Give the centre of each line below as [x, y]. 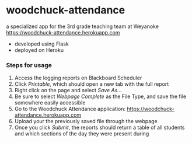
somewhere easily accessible [50, 103]
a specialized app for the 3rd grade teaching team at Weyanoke [83, 26]
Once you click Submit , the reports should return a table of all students [100, 128]
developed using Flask [41, 44]
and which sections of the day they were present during [82, 134]
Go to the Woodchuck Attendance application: [70, 109]
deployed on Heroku [39, 50]
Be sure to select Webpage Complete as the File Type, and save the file [100, 96]
